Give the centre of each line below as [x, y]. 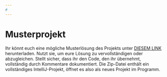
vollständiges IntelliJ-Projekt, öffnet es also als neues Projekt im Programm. [83, 69]
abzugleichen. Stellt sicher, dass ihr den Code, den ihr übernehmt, [73, 59]
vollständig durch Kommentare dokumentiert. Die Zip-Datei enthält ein [77, 64]
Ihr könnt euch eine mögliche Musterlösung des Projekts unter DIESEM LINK [83, 48]
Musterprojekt [35, 34]
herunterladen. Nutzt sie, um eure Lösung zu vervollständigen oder [74, 53]
